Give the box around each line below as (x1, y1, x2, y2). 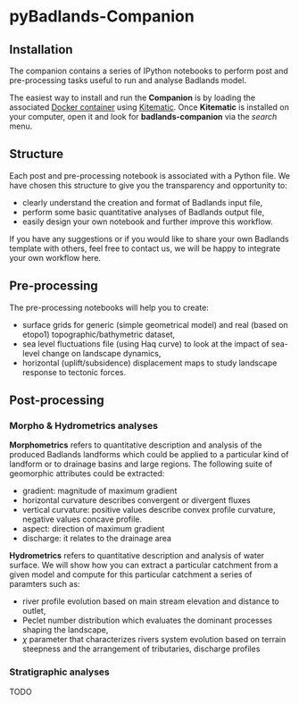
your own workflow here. (9, 252, 101, 263)
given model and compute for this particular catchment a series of (9, 569, 253, 580)
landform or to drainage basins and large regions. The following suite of (9, 458, 273, 470)
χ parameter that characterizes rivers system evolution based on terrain (21, 634, 287, 645)
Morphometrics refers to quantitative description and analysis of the (9, 440, 262, 450)
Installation (9, 42, 73, 57)
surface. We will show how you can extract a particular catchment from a (9, 560, 278, 571)
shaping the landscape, (21, 624, 109, 635)
